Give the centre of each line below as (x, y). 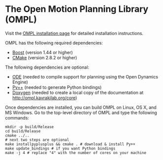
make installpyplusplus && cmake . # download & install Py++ (70, 144)
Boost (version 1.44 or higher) (42, 52)
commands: (17, 118)
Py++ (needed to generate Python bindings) (57, 87)
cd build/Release (23, 131)
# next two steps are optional (37, 140)
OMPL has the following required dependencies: (54, 42)
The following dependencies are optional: (47, 67)
